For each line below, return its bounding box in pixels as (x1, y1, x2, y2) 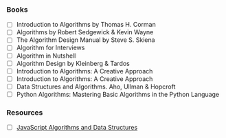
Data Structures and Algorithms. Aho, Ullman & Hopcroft (16, 82, 176, 91)
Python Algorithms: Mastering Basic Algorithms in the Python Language (16, 90, 220, 98)
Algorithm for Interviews (16, 43, 85, 52)
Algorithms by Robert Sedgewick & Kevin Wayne (16, 28, 154, 36)
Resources (6, 108, 43, 117)
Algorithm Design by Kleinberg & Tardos (16, 59, 130, 67)
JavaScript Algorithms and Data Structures (16, 124, 138, 132)
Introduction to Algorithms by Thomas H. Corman (16, 21, 156, 29)
